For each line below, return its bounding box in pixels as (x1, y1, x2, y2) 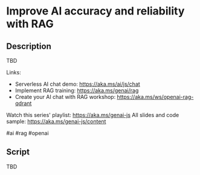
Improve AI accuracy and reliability (6, 4, 185, 18)
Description (6, 41, 51, 51)
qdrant (15, 100, 32, 107)
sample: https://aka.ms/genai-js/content (6, 118, 106, 125)
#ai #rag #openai (6, 130, 50, 136)
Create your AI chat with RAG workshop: (15, 94, 116, 100)
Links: (6, 69, 21, 76)
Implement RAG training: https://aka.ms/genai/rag (15, 87, 139, 94)
